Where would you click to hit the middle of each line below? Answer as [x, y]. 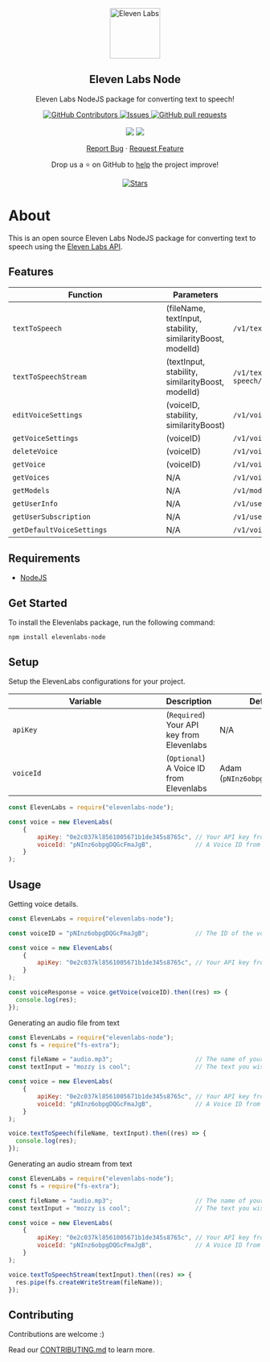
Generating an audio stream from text [70, 1164]
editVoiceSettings [47, 415]
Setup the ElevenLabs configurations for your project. [97, 681]
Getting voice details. [43, 903]
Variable [85, 701]
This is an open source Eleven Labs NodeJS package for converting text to [132, 238]
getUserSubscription [51, 517]
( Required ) [186, 715]
